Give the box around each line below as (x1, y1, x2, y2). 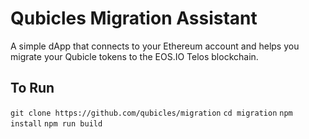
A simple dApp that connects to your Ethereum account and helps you (10, 40, 300, 52)
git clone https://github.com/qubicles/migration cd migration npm (10, 108, 293, 118)
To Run (10, 80, 55, 97)
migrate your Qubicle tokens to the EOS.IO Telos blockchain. (10, 50, 259, 62)
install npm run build (10, 118, 103, 129)
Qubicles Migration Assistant (10, 7, 258, 30)
